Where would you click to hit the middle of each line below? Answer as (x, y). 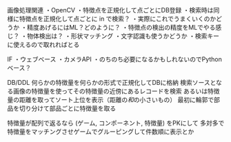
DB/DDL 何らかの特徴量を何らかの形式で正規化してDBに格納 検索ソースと (112, 82)
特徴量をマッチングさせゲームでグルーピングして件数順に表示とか (101, 132)
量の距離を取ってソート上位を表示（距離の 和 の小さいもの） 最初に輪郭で (111, 100)
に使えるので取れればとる (43, 44)
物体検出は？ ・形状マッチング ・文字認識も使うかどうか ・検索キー (123, 36)
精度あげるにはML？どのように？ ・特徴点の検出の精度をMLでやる (121, 27)
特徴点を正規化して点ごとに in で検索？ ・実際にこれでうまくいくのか (118, 19)
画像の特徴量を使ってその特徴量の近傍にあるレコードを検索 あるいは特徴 (116, 91)
